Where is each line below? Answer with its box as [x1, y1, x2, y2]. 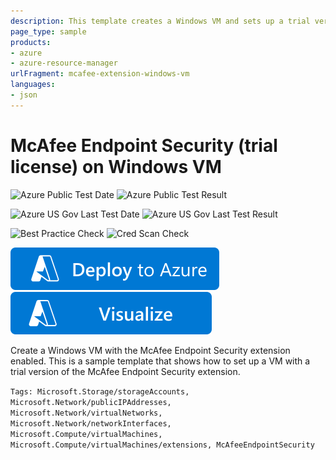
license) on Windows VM [10, 155, 222, 178]
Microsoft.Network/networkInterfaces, [10, 418, 172, 429]
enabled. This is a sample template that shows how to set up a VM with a [10, 355, 311, 367]
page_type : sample [10, 26, 87, 37]
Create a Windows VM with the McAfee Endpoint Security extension [10, 344, 291, 356]
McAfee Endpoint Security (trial [10, 134, 278, 157]
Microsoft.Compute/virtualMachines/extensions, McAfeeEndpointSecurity [10, 440, 315, 450]
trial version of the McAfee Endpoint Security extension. [10, 365, 241, 377]
